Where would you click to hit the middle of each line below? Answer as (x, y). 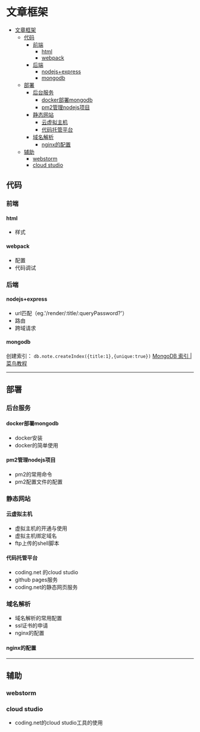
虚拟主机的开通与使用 (41, 528)
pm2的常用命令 (33, 474)
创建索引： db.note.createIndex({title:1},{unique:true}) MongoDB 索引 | (99, 356)
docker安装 (29, 438)
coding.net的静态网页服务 (46, 587)
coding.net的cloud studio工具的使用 (59, 723)
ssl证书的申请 (31, 625)
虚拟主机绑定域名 (36, 535)
